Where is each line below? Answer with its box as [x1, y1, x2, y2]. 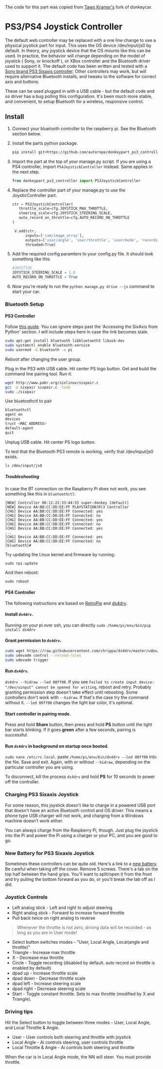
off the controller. [5, 779, 40, 785]
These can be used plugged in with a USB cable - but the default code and [5, 88, 155, 94]
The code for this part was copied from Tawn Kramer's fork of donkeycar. [5, 4, 153, 10]
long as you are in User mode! [16, 930, 77, 935]
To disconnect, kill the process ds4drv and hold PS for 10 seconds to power [5, 774, 155, 779]
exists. [5, 453, 18, 460]
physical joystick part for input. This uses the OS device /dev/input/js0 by [5, 42, 152, 48]
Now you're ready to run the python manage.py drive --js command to [12, 284, 155, 289]
